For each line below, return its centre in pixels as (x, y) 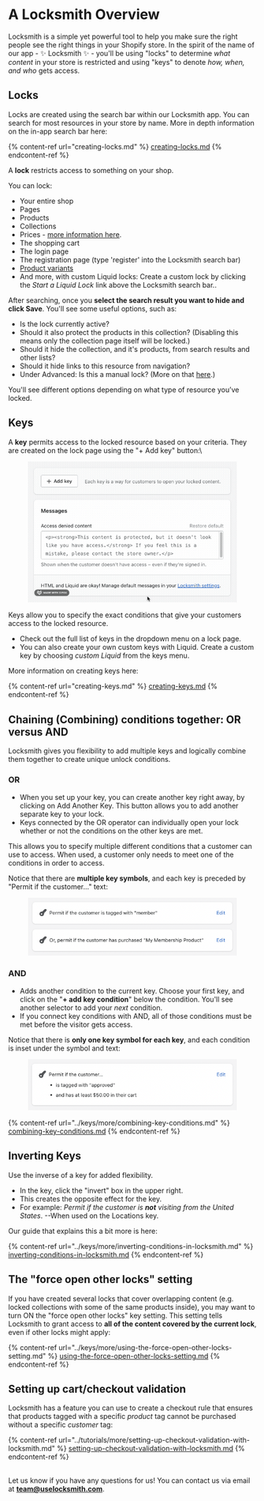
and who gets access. (44, 70)
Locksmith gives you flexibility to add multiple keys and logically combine (127, 751)
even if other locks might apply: (59, 1332)
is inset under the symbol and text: (64, 1048)
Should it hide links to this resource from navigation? (105, 366)
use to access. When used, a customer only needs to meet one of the (121, 854)
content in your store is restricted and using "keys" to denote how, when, (126, 62)
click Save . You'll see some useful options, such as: (93, 308)
